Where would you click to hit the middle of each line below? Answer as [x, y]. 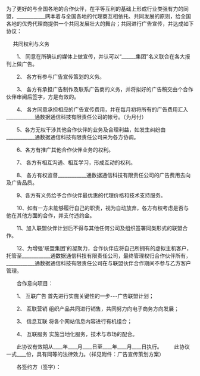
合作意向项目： [35, 283]
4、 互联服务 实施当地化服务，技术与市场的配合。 [77, 334]
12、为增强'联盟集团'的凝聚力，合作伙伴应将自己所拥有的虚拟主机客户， [104, 248]
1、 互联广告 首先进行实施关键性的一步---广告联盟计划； [85, 296]
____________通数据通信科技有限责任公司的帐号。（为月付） [76, 117]
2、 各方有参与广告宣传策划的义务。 [61, 77]
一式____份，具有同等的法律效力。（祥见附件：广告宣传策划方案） [85, 354]
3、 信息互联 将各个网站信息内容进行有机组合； [74, 321]
